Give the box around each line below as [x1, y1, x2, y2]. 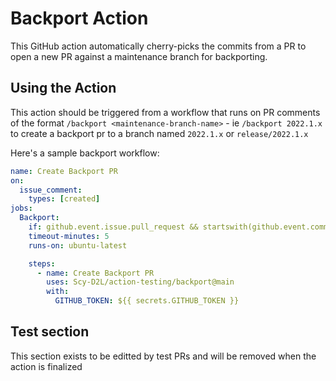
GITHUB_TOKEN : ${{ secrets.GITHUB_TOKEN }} [54, 296, 240, 306]
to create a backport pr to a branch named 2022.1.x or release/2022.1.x [10, 127, 309, 139]
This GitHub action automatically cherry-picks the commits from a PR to [10, 40, 307, 52]
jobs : [10, 203, 33, 214]
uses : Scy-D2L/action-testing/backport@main [46, 277, 235, 287]
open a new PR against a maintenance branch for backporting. [10, 50, 268, 62]
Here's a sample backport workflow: [10, 147, 160, 159]
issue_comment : [19, 185, 83, 195]
